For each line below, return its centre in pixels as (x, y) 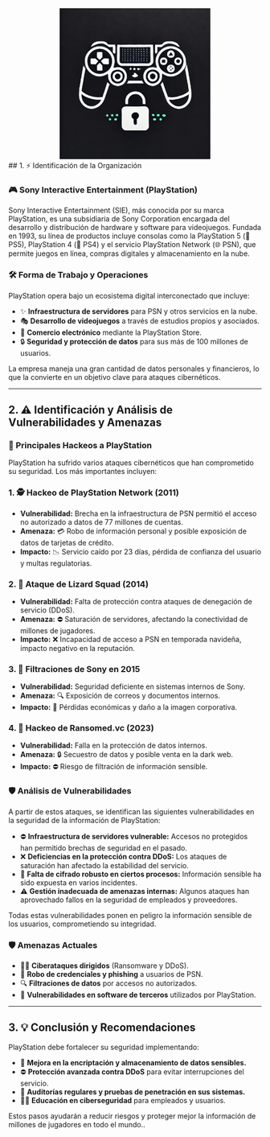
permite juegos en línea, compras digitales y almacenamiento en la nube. (129, 253)
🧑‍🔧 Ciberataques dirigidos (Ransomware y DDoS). (104, 966)
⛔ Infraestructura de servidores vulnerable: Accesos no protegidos (134, 836)
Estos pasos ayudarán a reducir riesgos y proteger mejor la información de (132, 1116)
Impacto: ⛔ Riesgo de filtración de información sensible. (114, 767)
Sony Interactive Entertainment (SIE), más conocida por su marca (117, 210)
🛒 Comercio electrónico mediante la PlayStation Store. (111, 332)
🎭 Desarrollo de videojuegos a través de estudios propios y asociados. (139, 320)
